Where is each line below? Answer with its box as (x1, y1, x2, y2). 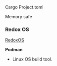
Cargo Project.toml (5, 4, 44, 10)
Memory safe (5, 14, 32, 19)
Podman (5, 47, 23, 53)
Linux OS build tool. (12, 56, 53, 62)
